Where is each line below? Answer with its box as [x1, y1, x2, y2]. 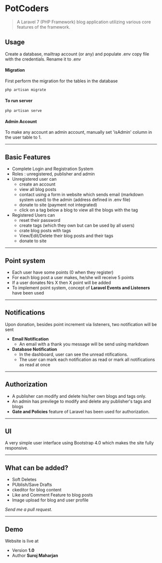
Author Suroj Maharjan [12, 553, 58, 559]
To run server [5, 97, 33, 103]
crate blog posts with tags [19, 228, 71, 234]
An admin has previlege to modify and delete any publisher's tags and [12, 398, 151, 404]
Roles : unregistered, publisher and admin [12, 171, 95, 177]
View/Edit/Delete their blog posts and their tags [19, 233, 113, 239]
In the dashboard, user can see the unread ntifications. [19, 351, 129, 357]
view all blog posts [19, 187, 56, 192]
